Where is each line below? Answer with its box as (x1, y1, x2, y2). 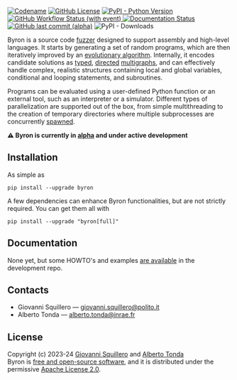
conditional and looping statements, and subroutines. (7, 73, 163, 82)
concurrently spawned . (7, 117, 76, 126)
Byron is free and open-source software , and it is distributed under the (7, 357, 214, 366)
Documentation (7, 237, 78, 249)
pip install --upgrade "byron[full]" (7, 217, 119, 225)
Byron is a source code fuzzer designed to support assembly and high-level (7, 36, 229, 44)
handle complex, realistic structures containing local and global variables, (7, 66, 222, 74)
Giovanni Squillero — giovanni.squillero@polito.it (17, 303, 160, 312)
